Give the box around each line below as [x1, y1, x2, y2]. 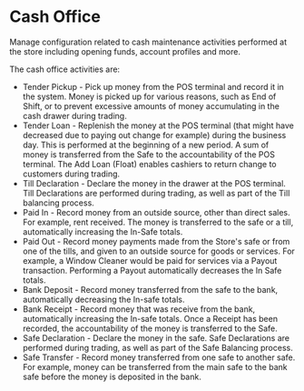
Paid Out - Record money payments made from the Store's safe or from [22, 236, 290, 246]
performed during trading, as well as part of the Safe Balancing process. [22, 342, 293, 353]
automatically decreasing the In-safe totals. [22, 294, 185, 305]
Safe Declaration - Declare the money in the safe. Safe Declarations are [22, 332, 290, 343]
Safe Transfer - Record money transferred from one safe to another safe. [22, 352, 296, 363]
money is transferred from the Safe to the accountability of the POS [22, 148, 275, 160]
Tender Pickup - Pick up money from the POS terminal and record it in [22, 81, 284, 92]
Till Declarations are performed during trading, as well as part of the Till [22, 187, 290, 198]
